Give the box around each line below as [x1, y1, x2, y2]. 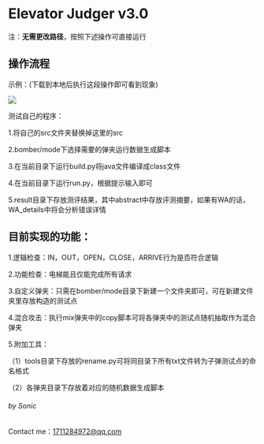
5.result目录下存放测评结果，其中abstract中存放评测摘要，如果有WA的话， [8, 195, 250, 204]
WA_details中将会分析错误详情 [8, 204, 106, 214]
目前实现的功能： [8, 230, 91, 244]
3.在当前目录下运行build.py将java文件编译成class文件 [8, 161, 181, 170]
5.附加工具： [8, 339, 49, 349]
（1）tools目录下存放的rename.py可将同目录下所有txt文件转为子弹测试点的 [8, 356, 250, 365]
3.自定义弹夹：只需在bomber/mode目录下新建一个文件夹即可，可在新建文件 [8, 285, 254, 296]
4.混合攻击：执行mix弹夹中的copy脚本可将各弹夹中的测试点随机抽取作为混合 [8, 312, 256, 322]
